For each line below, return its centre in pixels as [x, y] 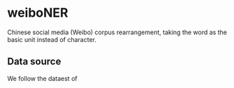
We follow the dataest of [43, 78]
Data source [34, 62]
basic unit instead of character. [52, 39]
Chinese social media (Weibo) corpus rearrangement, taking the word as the [117, 32]
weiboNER [38, 13]
